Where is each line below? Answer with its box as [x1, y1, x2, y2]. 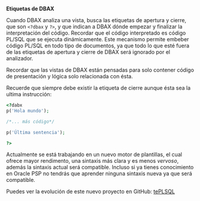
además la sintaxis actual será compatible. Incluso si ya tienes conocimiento [6, 164, 194, 171]
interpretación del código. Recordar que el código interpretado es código [6, 29, 186, 36]
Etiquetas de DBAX [6, 5, 55, 12]
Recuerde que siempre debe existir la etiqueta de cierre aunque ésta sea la [6, 84, 191, 92]
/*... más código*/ [6, 118, 55, 124]
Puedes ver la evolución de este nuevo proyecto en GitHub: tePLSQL [6, 188, 175, 195]
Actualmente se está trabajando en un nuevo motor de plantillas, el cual [6, 151, 182, 158]
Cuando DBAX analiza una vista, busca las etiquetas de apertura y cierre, [6, 17, 187, 23]
